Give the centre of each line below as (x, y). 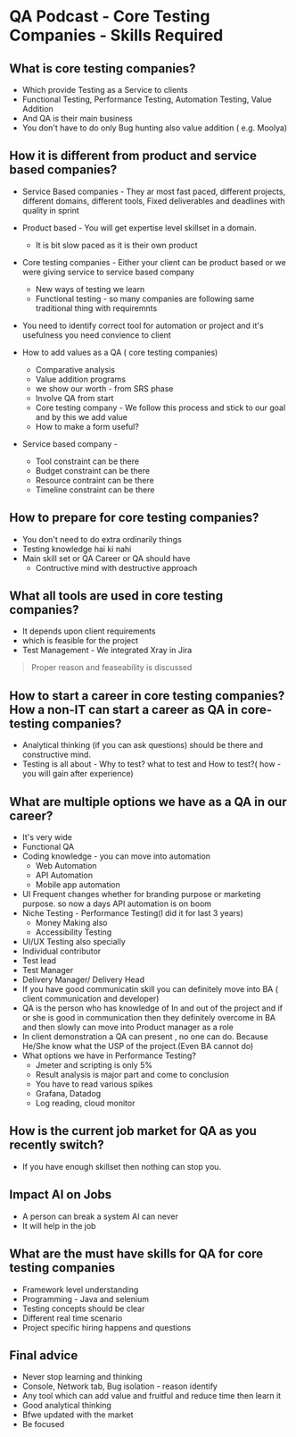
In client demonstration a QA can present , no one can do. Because (145, 1037)
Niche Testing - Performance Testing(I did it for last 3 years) (132, 913)
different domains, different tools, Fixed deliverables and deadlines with (153, 201)
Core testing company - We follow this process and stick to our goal (160, 408)
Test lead (39, 961)
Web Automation (66, 866)
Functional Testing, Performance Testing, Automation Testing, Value (147, 99)
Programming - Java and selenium (86, 1298)
